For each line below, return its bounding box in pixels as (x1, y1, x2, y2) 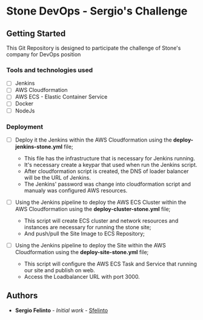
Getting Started (6, 28, 66, 39)
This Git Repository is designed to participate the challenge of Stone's (6, 44, 181, 51)
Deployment (6, 122, 44, 131)
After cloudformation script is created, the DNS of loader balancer (24, 168, 189, 175)
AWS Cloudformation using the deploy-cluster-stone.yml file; (15, 206, 171, 213)
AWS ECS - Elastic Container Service (15, 93, 108, 100)
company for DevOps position (6, 51, 81, 58)
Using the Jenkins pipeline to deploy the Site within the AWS (15, 242, 166, 249)
